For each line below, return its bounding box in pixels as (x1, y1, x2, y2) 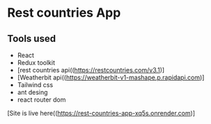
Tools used (7, 33, 56, 45)
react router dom (17, 95, 66, 104)
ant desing (17, 88, 48, 96)
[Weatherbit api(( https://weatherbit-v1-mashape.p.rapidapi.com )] (17, 73, 205, 82)
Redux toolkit (17, 59, 56, 67)
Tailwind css (17, 81, 54, 88)
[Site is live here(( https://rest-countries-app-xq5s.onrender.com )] (7, 109, 196, 117)
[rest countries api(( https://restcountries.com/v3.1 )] (17, 66, 165, 74)
